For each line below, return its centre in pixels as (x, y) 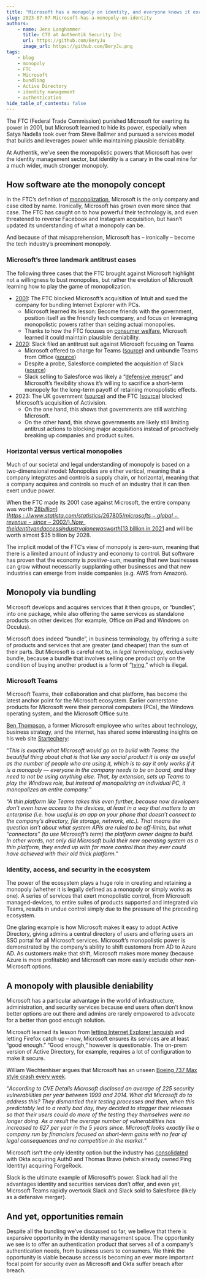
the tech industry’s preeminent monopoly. (59, 244)
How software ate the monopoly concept (86, 185)
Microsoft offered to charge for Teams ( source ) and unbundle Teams (111, 350)
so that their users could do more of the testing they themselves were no (98, 1114)
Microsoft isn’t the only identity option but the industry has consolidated (97, 1153)
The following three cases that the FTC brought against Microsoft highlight (101, 273)
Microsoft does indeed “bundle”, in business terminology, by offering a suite (102, 639)
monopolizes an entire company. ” (49, 790)
